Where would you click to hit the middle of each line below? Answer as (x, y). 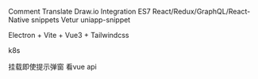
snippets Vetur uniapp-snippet (81, 20)
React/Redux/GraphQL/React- (201, 11)
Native (19, 20)
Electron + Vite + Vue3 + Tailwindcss (69, 35)
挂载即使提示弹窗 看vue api (53, 67)
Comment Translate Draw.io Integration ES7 (79, 11)
